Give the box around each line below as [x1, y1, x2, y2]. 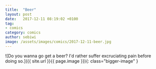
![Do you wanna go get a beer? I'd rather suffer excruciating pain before [5, 53, 152, 59]
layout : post [5, 12, 32, 17]
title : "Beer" [5, 7, 37, 12]
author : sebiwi [5, 35, 37, 40]
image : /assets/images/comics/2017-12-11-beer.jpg [5, 39, 112, 44]
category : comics [5, 30, 41, 35]
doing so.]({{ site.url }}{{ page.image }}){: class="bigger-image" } [5, 58, 138, 64]
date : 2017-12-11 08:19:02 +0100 [5, 16, 78, 21]
